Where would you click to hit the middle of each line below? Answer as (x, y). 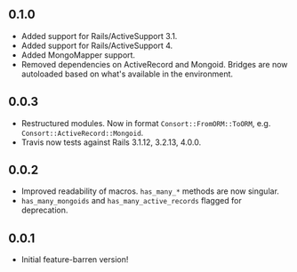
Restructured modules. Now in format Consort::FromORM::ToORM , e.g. (146, 123)
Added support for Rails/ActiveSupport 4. (97, 45)
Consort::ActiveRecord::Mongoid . (82, 132)
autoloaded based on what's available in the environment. (127, 74)
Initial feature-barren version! (75, 260)
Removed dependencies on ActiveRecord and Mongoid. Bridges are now (154, 64)
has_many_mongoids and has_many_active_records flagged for (131, 201)
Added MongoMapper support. (78, 55)
